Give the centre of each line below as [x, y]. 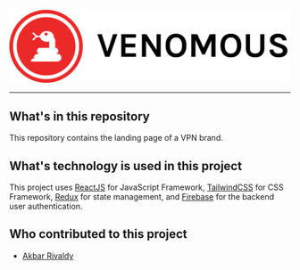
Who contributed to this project [98, 234]
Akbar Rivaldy [48, 256]
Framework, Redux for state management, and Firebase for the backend [142, 197]
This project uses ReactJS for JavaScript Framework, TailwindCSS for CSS [146, 187]
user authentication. [46, 207]
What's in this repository [79, 116]
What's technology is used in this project [126, 166]
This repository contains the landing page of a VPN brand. [116, 138]
